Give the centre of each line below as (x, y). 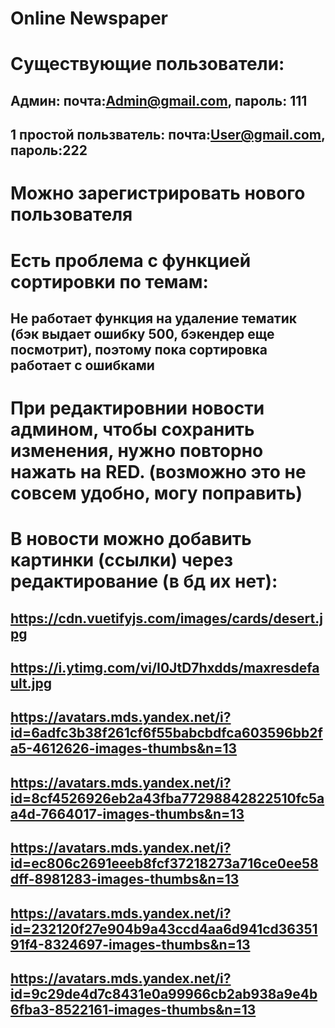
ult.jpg (31, 683)
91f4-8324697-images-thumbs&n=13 (130, 944)
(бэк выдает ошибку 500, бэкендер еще (142, 333)
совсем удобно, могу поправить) (156, 493)
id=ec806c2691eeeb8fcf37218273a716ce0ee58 (164, 863)
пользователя (71, 214)
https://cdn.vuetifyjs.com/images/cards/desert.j (166, 618)
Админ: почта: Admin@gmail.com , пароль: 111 (159, 100)
